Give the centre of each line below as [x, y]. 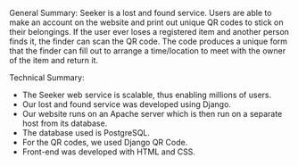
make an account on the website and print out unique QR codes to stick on [146, 22]
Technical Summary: [47, 78]
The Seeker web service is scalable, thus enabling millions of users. [147, 95]
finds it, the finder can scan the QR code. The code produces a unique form [149, 41]
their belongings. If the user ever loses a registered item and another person [149, 32]
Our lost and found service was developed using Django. [127, 104]
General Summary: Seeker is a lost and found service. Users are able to [141, 13]
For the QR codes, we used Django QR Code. [105, 142]
